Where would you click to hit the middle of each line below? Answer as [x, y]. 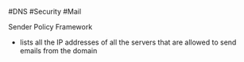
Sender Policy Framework [50, 27]
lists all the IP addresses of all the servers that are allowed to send [128, 42]
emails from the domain [58, 50]
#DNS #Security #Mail [45, 12]
